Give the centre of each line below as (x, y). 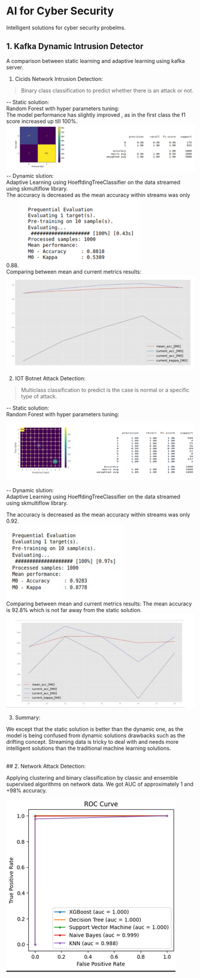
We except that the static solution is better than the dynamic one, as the (95, 729)
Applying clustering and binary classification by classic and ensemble (92, 777)
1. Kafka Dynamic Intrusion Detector (75, 46)
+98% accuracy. (27, 790)
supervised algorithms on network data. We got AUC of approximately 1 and (100, 784)
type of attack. (39, 396)
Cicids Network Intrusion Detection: (59, 78)
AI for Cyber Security (60, 11)
